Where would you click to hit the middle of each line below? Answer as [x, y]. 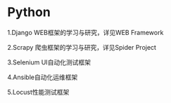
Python [29, 12]
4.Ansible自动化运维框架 [43, 77]
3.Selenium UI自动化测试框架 [49, 62]
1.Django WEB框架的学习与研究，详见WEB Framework [85, 32]
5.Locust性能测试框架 [38, 92]
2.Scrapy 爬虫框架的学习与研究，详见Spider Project [82, 47]
